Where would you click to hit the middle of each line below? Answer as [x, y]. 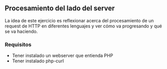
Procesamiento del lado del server [60, 8]
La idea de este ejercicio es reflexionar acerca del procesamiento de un [79, 20]
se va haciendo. [22, 31]
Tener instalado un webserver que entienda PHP [62, 56]
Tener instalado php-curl [38, 61]
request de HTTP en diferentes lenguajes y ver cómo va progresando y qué [83, 26]
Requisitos [18, 44]
